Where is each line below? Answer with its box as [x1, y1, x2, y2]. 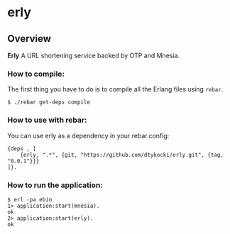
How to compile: [7, 69, 65, 79]
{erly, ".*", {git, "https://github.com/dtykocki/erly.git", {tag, [20, 151, 224, 158]
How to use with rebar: [7, 115, 87, 125]
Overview [7, 33, 52, 45]
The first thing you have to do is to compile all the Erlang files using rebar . [7, 85, 224, 94]
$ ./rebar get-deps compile [7, 99, 91, 106]
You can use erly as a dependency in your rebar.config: [7, 131, 170, 140]
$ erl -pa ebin [7, 196, 53, 203]
